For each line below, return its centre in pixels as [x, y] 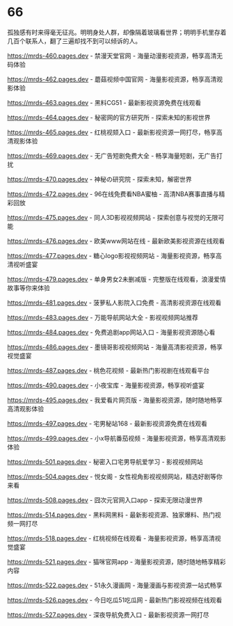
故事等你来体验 [29, 288]
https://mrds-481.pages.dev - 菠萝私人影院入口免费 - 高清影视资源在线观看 [114, 303]
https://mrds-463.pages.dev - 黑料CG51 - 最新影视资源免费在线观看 [104, 102]
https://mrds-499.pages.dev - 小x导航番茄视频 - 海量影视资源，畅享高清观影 [116, 438]
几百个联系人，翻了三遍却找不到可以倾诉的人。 [74, 41]
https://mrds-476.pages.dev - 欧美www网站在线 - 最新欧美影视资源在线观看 [116, 241]
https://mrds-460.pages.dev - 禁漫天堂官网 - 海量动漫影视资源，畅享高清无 [115, 56]
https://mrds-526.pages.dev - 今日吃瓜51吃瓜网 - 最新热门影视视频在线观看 [115, 600]
